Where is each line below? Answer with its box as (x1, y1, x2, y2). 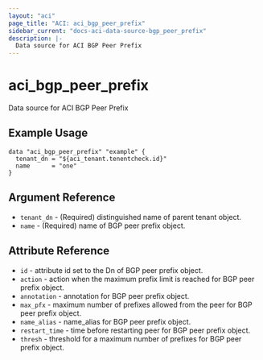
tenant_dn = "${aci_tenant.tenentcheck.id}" (15, 155, 167, 163)
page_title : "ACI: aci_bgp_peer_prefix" (8, 19, 146, 27)
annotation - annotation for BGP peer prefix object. (19, 291, 190, 300)
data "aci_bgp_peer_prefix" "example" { (8, 147, 146, 155)
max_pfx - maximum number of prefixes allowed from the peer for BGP (19, 300, 253, 309)
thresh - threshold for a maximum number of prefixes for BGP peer (19, 333, 242, 343)
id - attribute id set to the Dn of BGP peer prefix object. (19, 265, 203, 275)
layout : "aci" (8, 11, 56, 20)
